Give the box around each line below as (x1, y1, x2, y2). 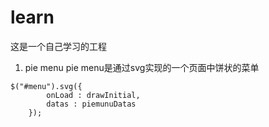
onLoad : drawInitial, (46, 90, 141, 100)
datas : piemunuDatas (46, 99, 137, 109)
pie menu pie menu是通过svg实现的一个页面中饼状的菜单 (24, 61, 260, 73)
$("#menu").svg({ (10, 81, 83, 91)
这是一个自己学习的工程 (10, 40, 107, 52)
